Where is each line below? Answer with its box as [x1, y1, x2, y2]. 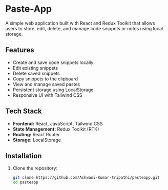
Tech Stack [5, 107, 42, 116]
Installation [5, 152, 42, 160]
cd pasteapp [12, 180, 38, 185]
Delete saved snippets [12, 70, 60, 76]
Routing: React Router [12, 131, 60, 137]
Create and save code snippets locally [12, 59, 94, 66]
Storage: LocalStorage [12, 137, 61, 143]
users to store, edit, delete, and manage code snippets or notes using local [5, 25, 163, 31]
